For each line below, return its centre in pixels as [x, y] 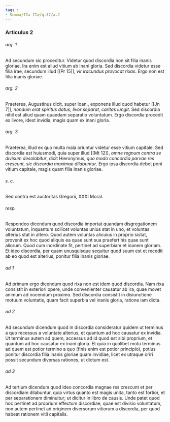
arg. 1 [11, 45]
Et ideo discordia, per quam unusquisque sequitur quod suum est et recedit [84, 251]
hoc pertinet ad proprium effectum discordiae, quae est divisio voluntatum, [83, 403]
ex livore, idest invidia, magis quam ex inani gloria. [58, 120]
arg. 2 [11, 88]
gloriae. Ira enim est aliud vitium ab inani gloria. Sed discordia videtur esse [83, 66]
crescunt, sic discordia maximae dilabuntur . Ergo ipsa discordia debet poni [84, 164]
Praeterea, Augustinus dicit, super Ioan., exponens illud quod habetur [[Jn [82, 104]
